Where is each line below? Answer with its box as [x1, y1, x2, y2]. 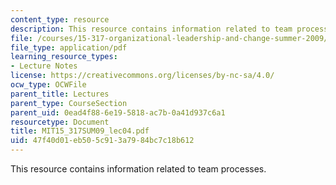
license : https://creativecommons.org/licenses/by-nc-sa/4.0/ [10, 71, 275, 81]
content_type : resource [10, 14, 110, 25]
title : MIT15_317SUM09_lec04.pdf [10, 126, 150, 136]
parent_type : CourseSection [10, 98, 128, 108]
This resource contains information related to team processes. [10, 163, 267, 175]
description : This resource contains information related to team [10, 24, 293, 34]
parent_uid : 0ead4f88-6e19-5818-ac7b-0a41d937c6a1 [10, 107, 226, 118]
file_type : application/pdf [10, 42, 128, 53]
